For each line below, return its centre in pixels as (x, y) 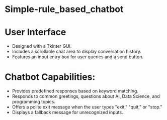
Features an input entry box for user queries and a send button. (78, 57)
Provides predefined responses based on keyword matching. (75, 91)
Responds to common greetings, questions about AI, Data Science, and (86, 96)
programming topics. (34, 102)
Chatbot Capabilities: (50, 77)
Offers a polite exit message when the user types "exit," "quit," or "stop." (87, 107)
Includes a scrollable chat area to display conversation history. (77, 52)
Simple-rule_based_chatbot (64, 9)
